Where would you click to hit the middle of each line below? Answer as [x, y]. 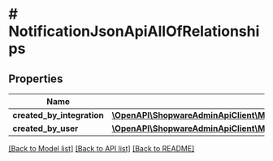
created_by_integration [58, 115]
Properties [36, 78]
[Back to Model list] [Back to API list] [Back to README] [102, 148]
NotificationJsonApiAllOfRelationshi [134, 31]
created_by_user [45, 128]
